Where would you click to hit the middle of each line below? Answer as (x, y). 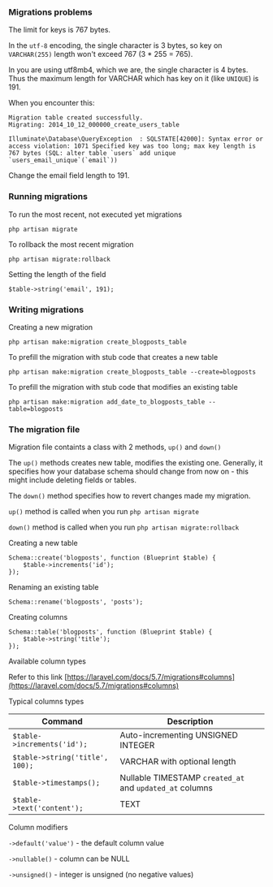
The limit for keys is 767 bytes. (60, 30)
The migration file (44, 429)
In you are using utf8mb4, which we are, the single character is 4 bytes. (128, 70)
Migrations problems (50, 12)
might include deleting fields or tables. (72, 480)
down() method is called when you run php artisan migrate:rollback (124, 527)
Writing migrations (46, 309)
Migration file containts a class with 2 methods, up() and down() (115, 447)
